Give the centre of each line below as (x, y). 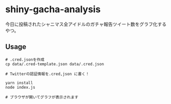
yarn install (19, 83)
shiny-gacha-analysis (53, 9)
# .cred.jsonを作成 (25, 60)
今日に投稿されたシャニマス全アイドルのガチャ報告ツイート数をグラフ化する (86, 24)
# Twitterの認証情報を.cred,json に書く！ (47, 74)
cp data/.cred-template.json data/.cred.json (55, 64)
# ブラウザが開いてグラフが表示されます (42, 97)
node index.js (20, 87)
